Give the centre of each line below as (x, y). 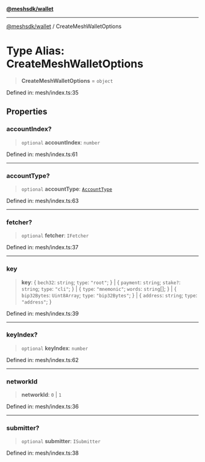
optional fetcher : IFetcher (55, 236)
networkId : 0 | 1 (41, 395)
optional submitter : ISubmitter (61, 441)
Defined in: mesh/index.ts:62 (43, 360)
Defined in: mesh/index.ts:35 (43, 92)
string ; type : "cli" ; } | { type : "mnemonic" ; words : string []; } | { (99, 288)
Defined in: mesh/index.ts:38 (43, 453)
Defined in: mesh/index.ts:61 (42, 154)
